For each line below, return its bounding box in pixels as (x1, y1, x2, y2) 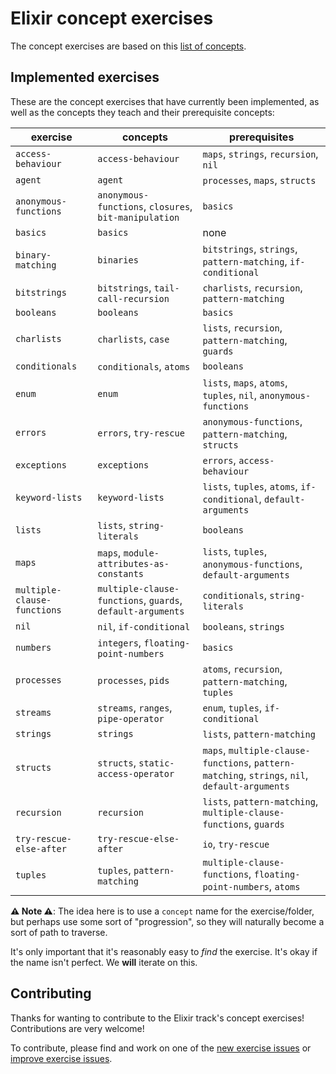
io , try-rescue (202, 837, 270, 851)
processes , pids (97, 673, 170, 687)
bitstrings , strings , (202, 242, 298, 256)
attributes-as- (97, 558, 170, 569)
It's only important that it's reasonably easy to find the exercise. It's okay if (10, 945, 318, 957)
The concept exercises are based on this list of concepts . (10, 40, 247, 52)
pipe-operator (97, 713, 165, 724)
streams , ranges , (97, 700, 173, 714)
